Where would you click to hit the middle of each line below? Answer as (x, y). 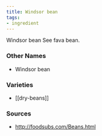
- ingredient (23, 23)
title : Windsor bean (32, 12)
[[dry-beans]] (32, 98)
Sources (19, 114)
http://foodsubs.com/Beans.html (55, 127)
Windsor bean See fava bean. (43, 40)
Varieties (20, 85)
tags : (13, 18)
